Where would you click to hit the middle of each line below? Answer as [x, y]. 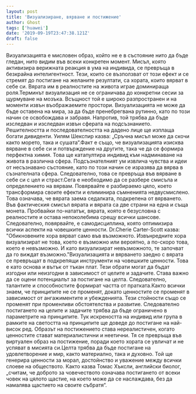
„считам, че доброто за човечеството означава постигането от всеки [93, 373]
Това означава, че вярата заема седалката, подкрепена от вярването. [94, 198]
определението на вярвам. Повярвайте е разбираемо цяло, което [89, 186]
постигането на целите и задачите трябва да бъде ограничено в [87, 310]
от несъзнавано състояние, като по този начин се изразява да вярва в [94, 167]
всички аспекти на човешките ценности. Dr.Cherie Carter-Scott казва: [93, 229]
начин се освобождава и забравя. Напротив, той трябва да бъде [87, 117]
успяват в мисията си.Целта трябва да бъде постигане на [78, 348]
